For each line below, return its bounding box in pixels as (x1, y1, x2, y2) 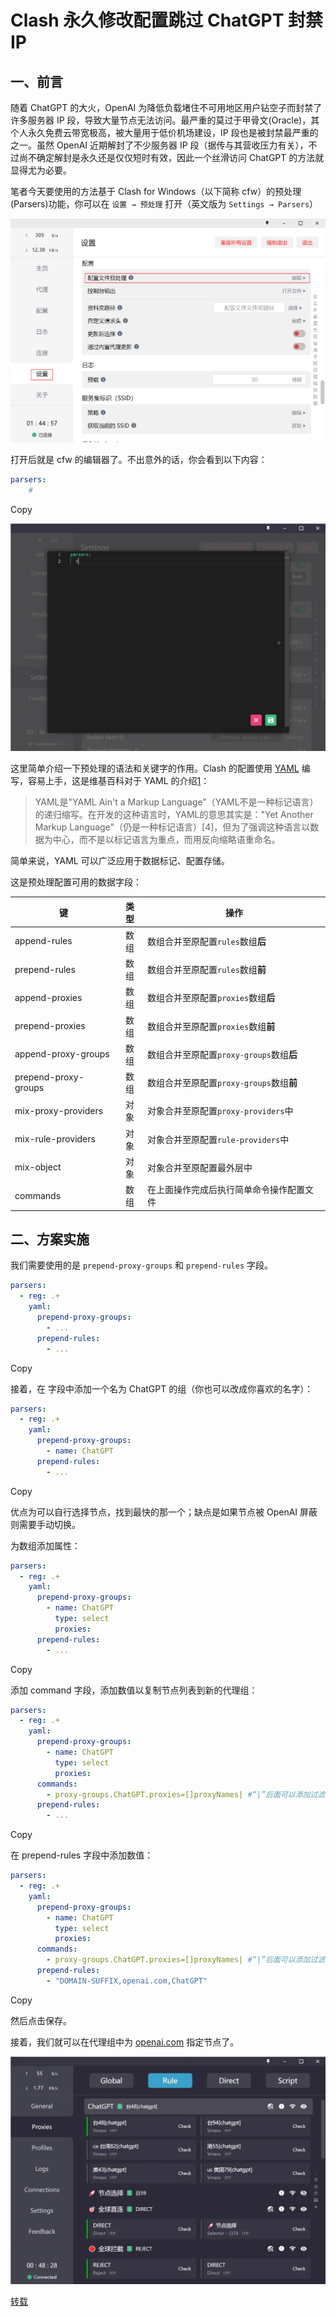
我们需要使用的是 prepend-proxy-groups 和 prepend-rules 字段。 (10, 1259, 274, 1271)
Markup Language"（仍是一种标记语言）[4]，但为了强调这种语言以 (34, 821, 311, 833)
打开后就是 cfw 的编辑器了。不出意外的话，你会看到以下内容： (10, 454, 268, 466)
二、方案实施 (10, 1231, 90, 1248)
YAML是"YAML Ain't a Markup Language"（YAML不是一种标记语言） (34, 796, 319, 808)
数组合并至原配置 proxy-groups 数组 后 (147, 1048, 298, 1060)
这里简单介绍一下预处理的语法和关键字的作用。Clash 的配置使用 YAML (10, 762, 300, 775)
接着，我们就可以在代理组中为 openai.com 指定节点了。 (10, 2036, 240, 2048)
